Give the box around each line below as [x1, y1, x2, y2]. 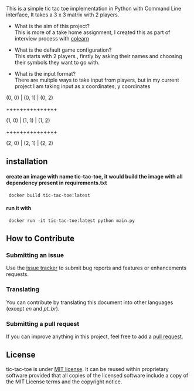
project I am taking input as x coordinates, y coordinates [14, 83, 151, 90]
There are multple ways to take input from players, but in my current [14, 76, 179, 83]
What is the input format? [14, 70, 76, 77]
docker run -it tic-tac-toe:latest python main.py [8, 217, 135, 224]
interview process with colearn [14, 35, 90, 42]
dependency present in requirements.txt [6, 179, 107, 186]
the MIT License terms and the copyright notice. [6, 378, 122, 385]
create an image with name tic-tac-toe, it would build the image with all [6, 173, 183, 180]
